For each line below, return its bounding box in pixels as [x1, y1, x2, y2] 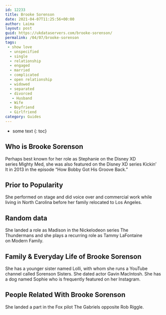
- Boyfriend [9, 105, 35, 110]
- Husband [11, 95, 32, 100]
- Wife [9, 100, 23, 105]
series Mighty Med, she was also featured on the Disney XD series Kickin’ [5, 161, 157, 167]
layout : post [5, 26, 32, 31]
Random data [5, 213, 47, 222]
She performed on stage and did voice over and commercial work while [5, 194, 152, 200]
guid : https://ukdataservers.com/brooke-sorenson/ [5, 30, 113, 35]
